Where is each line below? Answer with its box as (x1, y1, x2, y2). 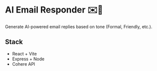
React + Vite (12, 51, 37, 56)
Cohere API (12, 61, 35, 67)
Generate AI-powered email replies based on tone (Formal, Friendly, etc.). (5, 23, 153, 30)
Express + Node (12, 56, 45, 62)
